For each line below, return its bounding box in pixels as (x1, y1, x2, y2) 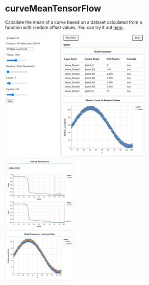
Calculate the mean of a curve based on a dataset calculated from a (5, 19, 142, 25)
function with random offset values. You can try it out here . (5, 24, 124, 30)
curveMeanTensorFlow (5, 3, 101, 14)
